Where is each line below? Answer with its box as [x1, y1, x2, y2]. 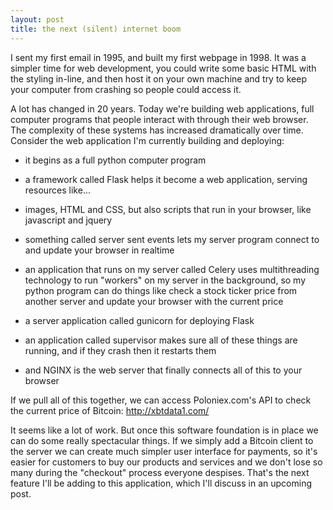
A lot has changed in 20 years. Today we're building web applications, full [10, 102, 315, 115]
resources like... [24, 184, 91, 196]
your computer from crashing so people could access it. [10, 83, 242, 95]
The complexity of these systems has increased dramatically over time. [10, 124, 304, 136]
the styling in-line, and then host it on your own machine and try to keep [10, 72, 307, 85]
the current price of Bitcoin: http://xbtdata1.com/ [10, 404, 210, 416]
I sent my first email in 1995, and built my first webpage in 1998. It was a [10, 51, 307, 63]
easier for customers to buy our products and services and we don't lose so [10, 456, 323, 468]
